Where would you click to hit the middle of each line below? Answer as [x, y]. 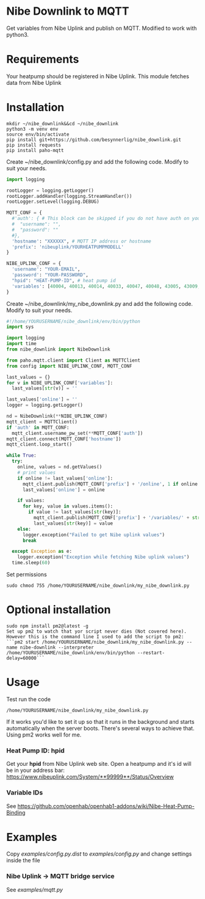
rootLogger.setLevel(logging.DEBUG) [53, 202]
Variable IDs [25, 793]
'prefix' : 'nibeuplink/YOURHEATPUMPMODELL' [68, 247]
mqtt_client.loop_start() [39, 445]
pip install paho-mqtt [35, 150]
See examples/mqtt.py [34, 889]
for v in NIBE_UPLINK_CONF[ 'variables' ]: [60, 383]
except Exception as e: [42, 551]
